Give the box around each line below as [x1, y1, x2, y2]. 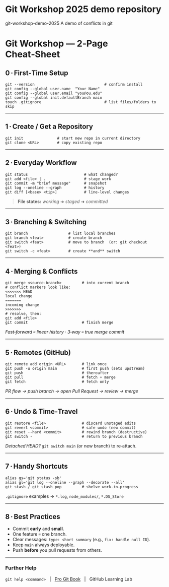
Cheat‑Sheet [5, 49, 60, 60]
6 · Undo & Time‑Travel [5, 407, 78, 416]
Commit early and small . [12, 526, 64, 532]
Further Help [5, 564, 37, 571]
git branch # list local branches [5, 231, 116, 236]
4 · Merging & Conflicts [5, 267, 78, 276]
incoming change [5, 302, 39, 308]
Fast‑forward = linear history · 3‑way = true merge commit [5, 329, 125, 335]
